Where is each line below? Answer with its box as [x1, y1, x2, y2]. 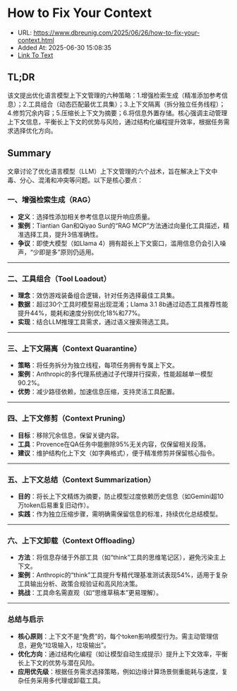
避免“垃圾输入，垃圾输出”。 [30, 641, 111, 649]
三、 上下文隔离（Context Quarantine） [7, 344, 142, 354]
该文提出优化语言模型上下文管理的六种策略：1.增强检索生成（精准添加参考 [7, 90, 222, 100]
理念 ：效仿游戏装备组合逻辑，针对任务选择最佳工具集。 [17, 291, 178, 300]
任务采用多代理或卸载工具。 [23, 676, 104, 685]
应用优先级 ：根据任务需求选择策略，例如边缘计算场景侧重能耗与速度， [17, 667, 222, 675]
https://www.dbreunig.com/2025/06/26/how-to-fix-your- [33, 28, 200, 37]
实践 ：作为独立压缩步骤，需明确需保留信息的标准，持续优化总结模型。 [17, 510, 222, 519]
